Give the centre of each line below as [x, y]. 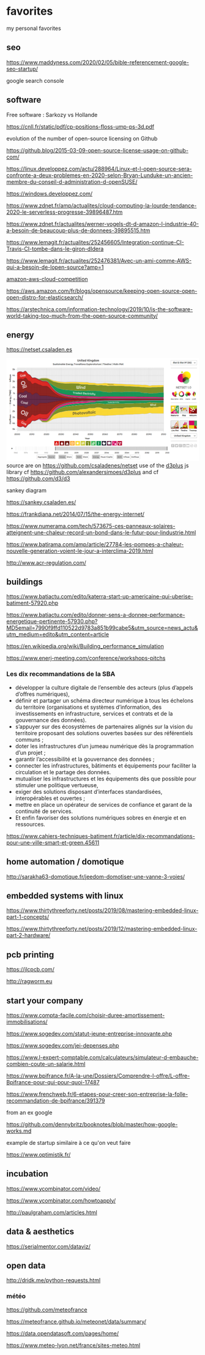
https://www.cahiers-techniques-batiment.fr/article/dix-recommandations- [101, 836]
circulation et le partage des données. [63, 772]
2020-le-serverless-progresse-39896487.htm [65, 212]
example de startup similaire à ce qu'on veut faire [69, 1142]
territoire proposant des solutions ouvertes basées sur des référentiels [104, 733]
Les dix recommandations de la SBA [61, 674]
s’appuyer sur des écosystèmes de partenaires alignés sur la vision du [104, 727]
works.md [19, 1131]
